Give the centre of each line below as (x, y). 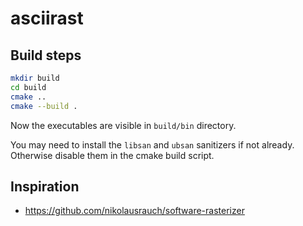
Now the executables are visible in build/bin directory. (123, 125)
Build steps (46, 55)
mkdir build (35, 78)
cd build (28, 87)
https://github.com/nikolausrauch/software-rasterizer (134, 211)
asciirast (47, 18)
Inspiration (45, 186)
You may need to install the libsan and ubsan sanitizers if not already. (152, 144)
